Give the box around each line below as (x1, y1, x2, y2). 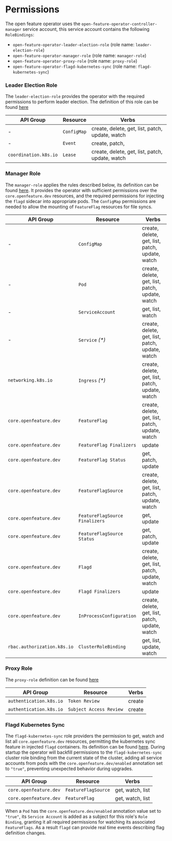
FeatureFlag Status (78, 457, 126, 463)
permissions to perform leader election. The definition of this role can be (5, 99, 159, 105)
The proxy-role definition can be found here (5, 677, 99, 683)
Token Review (68, 698, 100, 704)
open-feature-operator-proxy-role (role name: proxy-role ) (12, 58, 138, 64)
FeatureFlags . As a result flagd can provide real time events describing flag (5, 825, 165, 831)
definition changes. (5, 830, 46, 836)
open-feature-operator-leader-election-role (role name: (12, 41, 135, 47)
